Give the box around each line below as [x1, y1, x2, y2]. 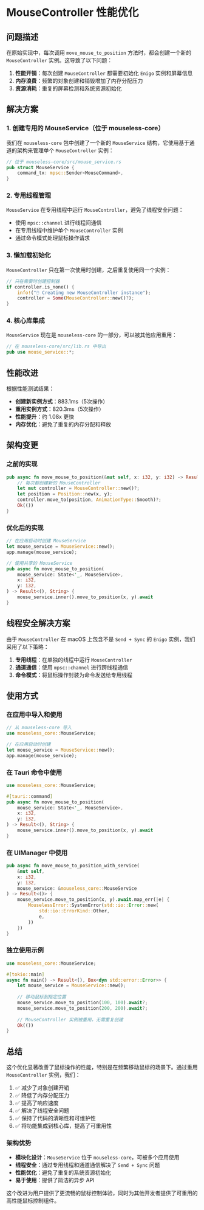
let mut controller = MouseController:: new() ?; [17, 485, 140, 492]
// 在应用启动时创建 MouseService [6, 538, 86, 544]
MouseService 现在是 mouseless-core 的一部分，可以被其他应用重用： [6, 331, 177, 338]
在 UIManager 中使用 [6, 848, 68, 857]
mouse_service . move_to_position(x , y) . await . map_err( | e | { [17, 897, 170, 903]
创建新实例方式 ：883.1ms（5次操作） [15, 398, 108, 405]
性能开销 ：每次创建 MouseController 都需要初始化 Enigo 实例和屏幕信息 [15, 69, 193, 77]
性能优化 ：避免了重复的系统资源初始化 [15, 1169, 111, 1177]
